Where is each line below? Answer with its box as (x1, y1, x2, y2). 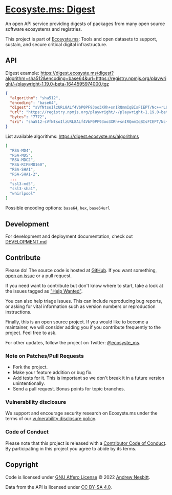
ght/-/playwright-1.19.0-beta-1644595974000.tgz (5, 80, 109, 87)
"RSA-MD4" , (10, 148, 33, 153)
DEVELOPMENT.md (5, 239, 47, 245)
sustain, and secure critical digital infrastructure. (5, 41, 107, 47)
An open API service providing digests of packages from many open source (5, 20, 165, 27)
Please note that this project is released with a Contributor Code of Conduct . (5, 440, 167, 446)
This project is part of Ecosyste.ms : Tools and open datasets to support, (5, 36, 158, 42)
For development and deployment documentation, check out (5, 233, 133, 239)
